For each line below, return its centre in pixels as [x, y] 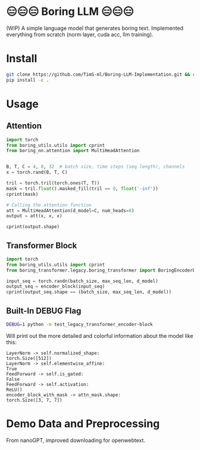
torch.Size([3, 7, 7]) [34, 400]
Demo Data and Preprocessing [83, 424]
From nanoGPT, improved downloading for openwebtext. [76, 440]
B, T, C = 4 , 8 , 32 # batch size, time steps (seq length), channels [96, 167]
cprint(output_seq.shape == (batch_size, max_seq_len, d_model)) [89, 292]
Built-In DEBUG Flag [44, 311]
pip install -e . [28, 80]
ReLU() [14, 390]
